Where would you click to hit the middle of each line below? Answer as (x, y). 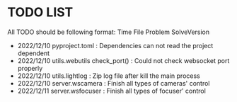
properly (30, 68)
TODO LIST (40, 12)
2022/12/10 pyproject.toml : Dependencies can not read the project (115, 45)
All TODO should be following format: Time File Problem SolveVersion (109, 32)
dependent (34, 53)
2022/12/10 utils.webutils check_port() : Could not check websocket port (123, 60)
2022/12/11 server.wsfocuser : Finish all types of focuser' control (112, 91)
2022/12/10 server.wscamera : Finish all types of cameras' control (114, 83)
